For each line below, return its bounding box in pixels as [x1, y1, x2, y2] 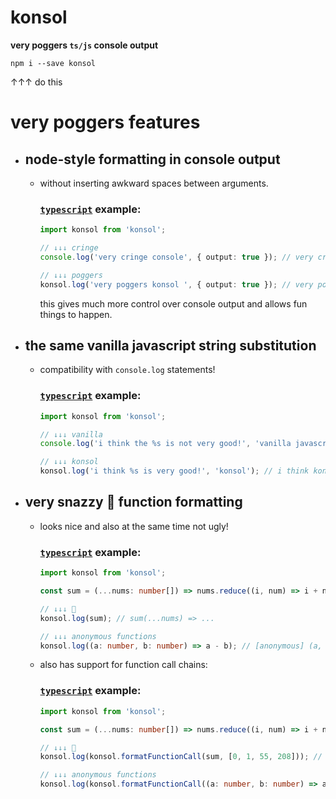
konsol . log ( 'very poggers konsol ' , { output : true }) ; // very [39, 279, 314, 290]
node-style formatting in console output [24, 151, 281, 168]
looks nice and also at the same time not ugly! [39, 520, 229, 532]
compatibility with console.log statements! [39, 364, 216, 376]
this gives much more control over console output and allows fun [39, 297, 308, 310]
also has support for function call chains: [39, 659, 208, 671]
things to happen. [39, 308, 113, 320]
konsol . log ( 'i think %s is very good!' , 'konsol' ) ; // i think [39, 466, 310, 476]
